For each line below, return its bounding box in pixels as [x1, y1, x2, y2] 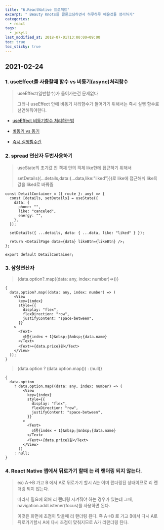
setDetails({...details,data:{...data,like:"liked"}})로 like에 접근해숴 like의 [17, 175, 158, 181]
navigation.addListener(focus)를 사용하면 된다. [17, 503, 110, 509]
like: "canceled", [18, 209, 56, 214]
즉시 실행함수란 [12, 139, 42, 145]
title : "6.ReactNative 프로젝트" [5, 7, 70, 12]
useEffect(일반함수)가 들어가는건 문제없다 [17, 90, 98, 97]
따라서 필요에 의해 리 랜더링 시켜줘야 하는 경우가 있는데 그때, [17, 496, 133, 502]
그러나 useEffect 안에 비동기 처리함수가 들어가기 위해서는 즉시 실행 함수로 [17, 101, 160, 107]
